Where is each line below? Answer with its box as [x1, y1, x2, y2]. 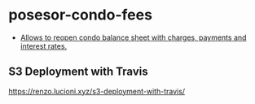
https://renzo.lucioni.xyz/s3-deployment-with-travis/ [8, 86, 186, 96]
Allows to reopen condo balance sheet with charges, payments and [20, 32, 247, 42]
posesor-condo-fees [8, 6, 153, 24]
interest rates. [20, 41, 68, 50]
